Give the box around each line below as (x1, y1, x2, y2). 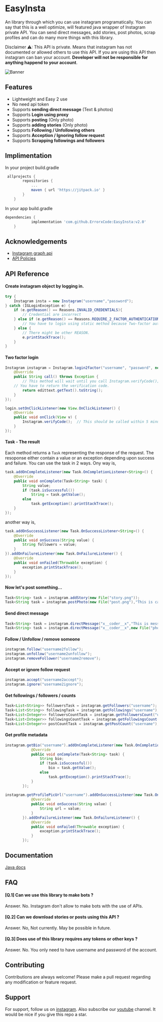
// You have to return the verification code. (14, 384, 110, 388)
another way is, (5, 519, 36, 525)
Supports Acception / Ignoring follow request (12, 132, 105, 138)
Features (5, 83, 33, 92)
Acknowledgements (5, 237, 67, 246)
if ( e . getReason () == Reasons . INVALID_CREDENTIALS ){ (14, 308, 123, 312)
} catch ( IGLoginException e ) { (5, 303, 70, 308)
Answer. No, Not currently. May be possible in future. (5, 925, 112, 931)
